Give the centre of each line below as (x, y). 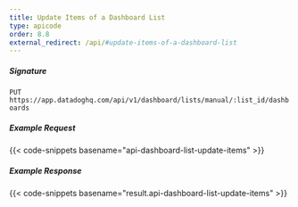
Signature (28, 70)
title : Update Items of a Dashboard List (87, 17)
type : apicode (36, 26)
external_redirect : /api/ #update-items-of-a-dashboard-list (124, 42)
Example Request (42, 128)
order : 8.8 (29, 34)
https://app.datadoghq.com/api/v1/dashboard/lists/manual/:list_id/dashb (149, 100)
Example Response (46, 170)
